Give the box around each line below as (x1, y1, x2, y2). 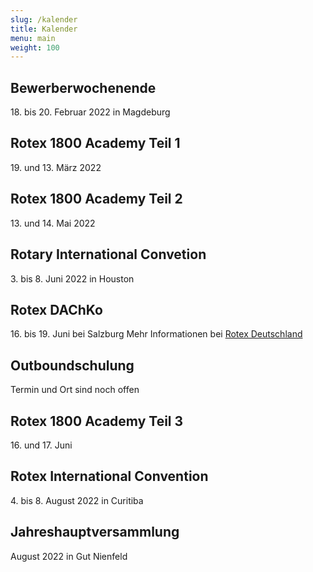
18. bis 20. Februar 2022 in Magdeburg (10, 106, 171, 118)
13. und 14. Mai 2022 (10, 217, 96, 229)
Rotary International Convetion (10, 246, 207, 263)
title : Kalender (10, 24, 78, 34)
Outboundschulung (10, 357, 135, 374)
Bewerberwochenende (10, 79, 157, 96)
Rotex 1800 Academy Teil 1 (10, 135, 181, 152)
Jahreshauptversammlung (10, 524, 180, 541)
